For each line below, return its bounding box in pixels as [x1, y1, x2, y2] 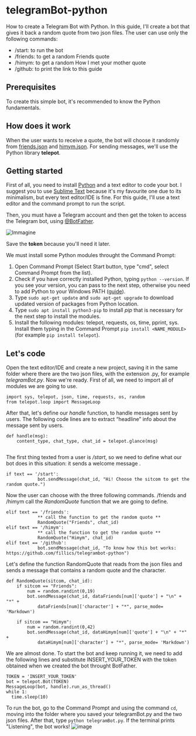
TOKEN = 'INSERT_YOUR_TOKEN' [6, 674, 77, 680]
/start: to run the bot [14, 46, 63, 53]
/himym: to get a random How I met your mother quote [14, 59, 146, 66]
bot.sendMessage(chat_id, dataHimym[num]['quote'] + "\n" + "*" [27, 629, 187, 635]
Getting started [6, 166, 63, 176]
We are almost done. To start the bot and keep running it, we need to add [6, 650, 183, 657]
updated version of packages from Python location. [14, 300, 139, 307]
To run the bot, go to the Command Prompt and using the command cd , [6, 704, 178, 711]
